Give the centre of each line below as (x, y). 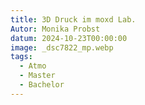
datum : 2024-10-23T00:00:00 (69, 38)
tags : (21, 57)
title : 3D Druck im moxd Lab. (73, 19)
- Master (37, 76)
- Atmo (33, 66)
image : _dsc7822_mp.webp (62, 47)
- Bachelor (42, 85)
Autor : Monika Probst (55, 29)
